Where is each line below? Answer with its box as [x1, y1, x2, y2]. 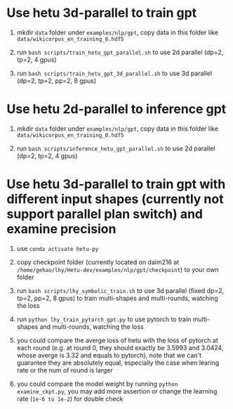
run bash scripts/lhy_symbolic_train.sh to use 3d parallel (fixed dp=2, [16, 286, 225, 294]
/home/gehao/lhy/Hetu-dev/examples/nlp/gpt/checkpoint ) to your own [16, 265, 219, 273]
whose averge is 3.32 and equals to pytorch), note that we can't [16, 351, 201, 359]
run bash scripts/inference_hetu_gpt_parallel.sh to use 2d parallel [16, 144, 215, 152]
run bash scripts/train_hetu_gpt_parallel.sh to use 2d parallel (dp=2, [16, 48, 224, 56]
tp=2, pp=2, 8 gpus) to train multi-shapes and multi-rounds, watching [16, 294, 218, 302]
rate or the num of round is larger [16, 365, 113, 374]
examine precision [6, 221, 116, 237]
